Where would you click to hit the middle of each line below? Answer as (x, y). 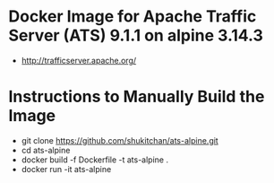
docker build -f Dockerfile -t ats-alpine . (95, 160)
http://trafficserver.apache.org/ (79, 60)
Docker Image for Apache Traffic (133, 17)
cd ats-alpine (46, 150)
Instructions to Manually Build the (137, 97)
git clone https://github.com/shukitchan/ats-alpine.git (120, 140)
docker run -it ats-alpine (66, 169)
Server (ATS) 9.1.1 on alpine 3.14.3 (136, 35)
